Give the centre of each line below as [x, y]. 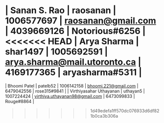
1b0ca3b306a [104, 116]
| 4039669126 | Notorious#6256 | [75, 31]
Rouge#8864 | [20, 101]
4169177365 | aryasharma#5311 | [73, 72]
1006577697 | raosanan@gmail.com [81, 21]
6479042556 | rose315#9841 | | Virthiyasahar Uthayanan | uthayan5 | [75, 91]
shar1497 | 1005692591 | [57, 52]
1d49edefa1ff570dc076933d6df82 [125, 111]
